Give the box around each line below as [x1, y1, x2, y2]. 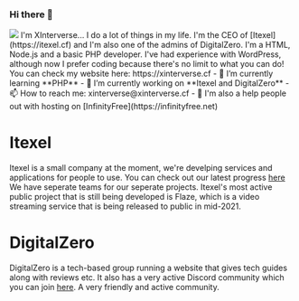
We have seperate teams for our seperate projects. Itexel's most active [9, 182, 273, 193]
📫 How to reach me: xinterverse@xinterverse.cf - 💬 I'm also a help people [9, 88, 287, 99]
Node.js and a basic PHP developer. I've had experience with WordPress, [9, 49, 282, 60]
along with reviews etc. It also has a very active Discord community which [9, 272, 285, 283]
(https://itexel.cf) [9, 40, 72, 51]
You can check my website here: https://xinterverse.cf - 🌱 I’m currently [9, 68, 274, 80]
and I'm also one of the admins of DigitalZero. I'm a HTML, [73, 40, 291, 51]
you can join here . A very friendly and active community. [9, 282, 220, 293]
